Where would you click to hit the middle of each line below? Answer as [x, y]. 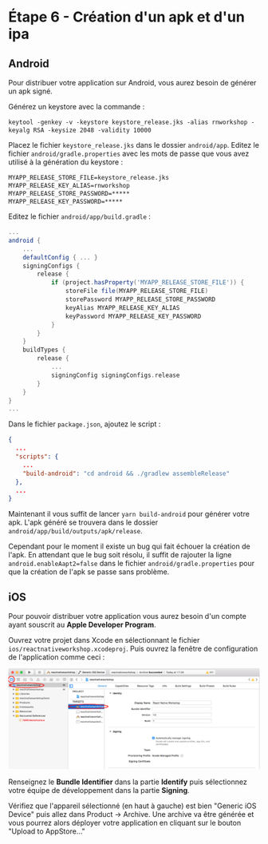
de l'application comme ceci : [57, 657]
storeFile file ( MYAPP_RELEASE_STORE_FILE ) [137, 291]
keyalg [19, 130]
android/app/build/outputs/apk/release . [75, 531]
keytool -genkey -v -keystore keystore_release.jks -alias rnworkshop [128, 122]
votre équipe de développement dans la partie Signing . [99, 791]
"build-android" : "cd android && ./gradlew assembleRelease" [126, 474]
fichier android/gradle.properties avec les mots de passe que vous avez [129, 153]
